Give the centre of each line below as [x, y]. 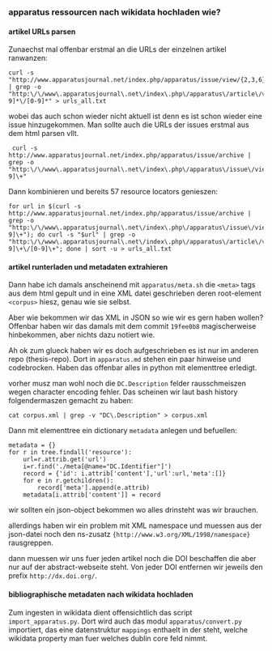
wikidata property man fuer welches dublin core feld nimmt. [108, 638]
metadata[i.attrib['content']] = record [92, 495]
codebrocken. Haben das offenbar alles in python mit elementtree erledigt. [133, 368]
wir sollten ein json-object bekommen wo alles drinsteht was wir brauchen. [134, 510]
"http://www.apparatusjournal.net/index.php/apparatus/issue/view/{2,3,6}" [139, 80]
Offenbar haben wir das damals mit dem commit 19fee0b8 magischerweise [132, 326]
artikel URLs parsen [42, 32]
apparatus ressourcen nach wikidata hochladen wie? [115, 12]
